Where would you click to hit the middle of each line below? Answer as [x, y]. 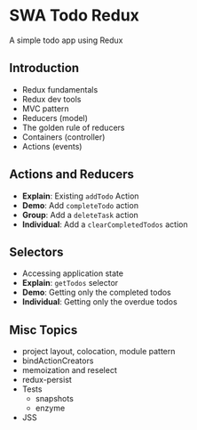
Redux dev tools [51, 99]
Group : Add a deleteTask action [80, 215]
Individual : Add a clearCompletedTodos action [105, 224]
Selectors [36, 252]
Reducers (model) [55, 118]
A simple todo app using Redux [66, 40]
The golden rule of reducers [73, 127]
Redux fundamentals [60, 89]
